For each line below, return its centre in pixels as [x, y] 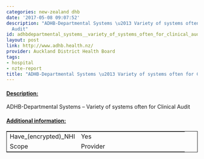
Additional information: [36, 121]
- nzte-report [24, 68]
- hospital [20, 63]
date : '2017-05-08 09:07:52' [43, 18]
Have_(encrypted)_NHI [42, 136]
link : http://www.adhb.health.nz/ [50, 46]
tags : [13, 57]
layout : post [23, 40]
